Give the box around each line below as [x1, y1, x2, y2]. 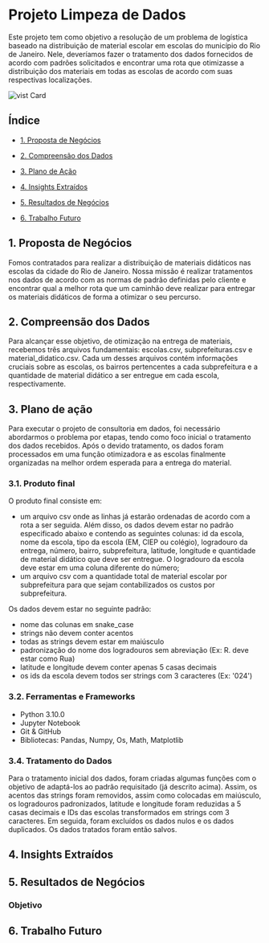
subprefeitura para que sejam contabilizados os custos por [19, 580, 215, 590]
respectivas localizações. [8, 75, 92, 84]
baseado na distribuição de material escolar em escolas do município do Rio [8, 40, 261, 50]
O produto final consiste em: [8, 496, 103, 506]
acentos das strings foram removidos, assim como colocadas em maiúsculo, [8, 790, 262, 801]
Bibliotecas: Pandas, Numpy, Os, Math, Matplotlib [19, 735, 184, 744]
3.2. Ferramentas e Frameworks [8, 691, 136, 703]
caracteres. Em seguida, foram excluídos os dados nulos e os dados [8, 816, 234, 826]
